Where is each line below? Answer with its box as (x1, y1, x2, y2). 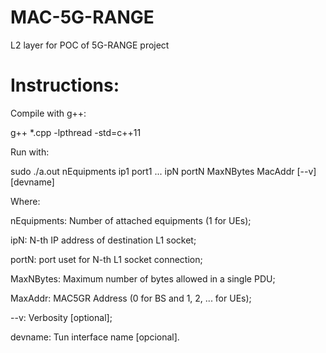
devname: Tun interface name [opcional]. (10, 331, 180, 343)
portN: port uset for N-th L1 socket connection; (10, 253, 203, 265)
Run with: (10, 146, 50, 158)
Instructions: (10, 74, 120, 97)
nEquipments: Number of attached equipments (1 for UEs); (10, 214, 252, 226)
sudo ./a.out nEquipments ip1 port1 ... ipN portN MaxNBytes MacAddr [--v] (10, 165, 317, 177)
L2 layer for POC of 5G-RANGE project (10, 39, 170, 51)
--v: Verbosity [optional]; (10, 311, 113, 323)
